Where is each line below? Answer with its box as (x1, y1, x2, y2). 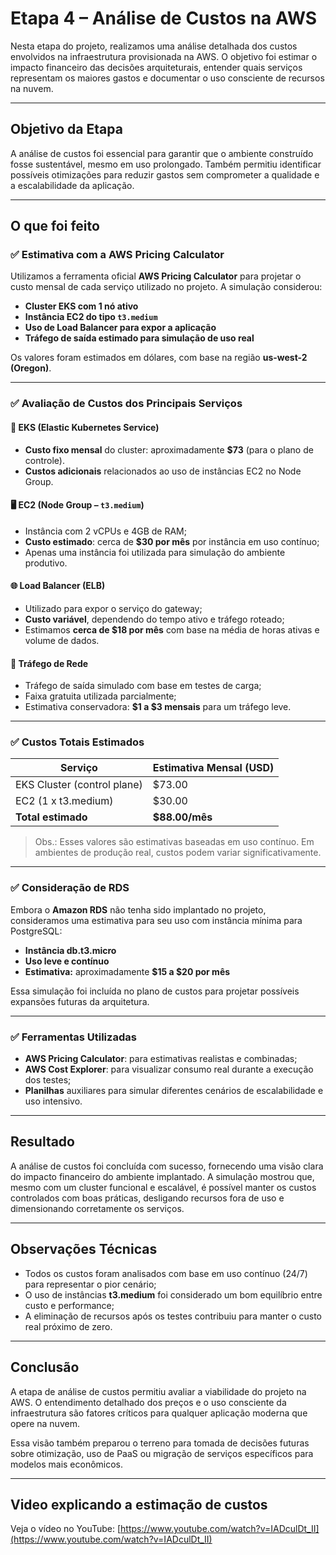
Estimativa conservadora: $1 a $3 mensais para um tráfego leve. (24, 701, 292, 713)
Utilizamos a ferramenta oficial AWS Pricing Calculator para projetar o (10, 270, 302, 282)
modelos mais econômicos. (10, 1458, 124, 1470)
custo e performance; (24, 1299, 115, 1311)
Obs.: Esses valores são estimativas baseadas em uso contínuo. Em (34, 836, 315, 848)
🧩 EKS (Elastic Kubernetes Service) (10, 421, 160, 433)
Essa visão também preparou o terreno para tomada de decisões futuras (10, 1437, 310, 1449)
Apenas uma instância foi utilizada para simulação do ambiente (24, 546, 286, 558)
